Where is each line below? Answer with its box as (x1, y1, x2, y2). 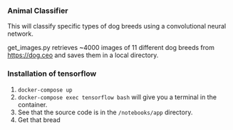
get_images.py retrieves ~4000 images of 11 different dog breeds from (7, 44, 215, 52)
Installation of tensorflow (7, 69, 97, 79)
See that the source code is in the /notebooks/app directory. (17, 108, 193, 116)
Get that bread (17, 115, 61, 124)
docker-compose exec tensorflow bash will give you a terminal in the (17, 92, 217, 101)
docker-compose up (17, 86, 73, 94)
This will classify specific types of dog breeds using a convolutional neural (7, 22, 227, 31)
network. (7, 29, 34, 38)
